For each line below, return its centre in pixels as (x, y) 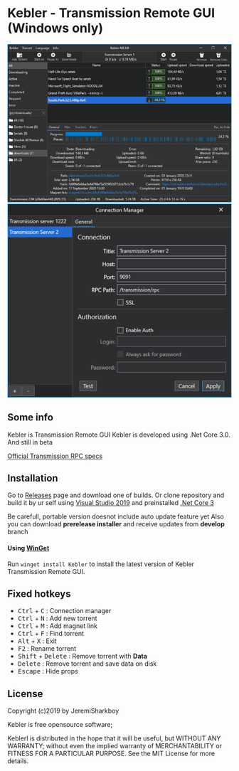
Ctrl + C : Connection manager (64, 611)
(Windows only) (55, 28)
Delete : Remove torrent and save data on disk (87, 664)
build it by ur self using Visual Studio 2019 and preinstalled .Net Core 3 (111, 503)
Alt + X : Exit (37, 641)
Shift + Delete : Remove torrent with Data (83, 656)
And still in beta (30, 442)
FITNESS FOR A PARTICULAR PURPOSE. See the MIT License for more (111, 754)
